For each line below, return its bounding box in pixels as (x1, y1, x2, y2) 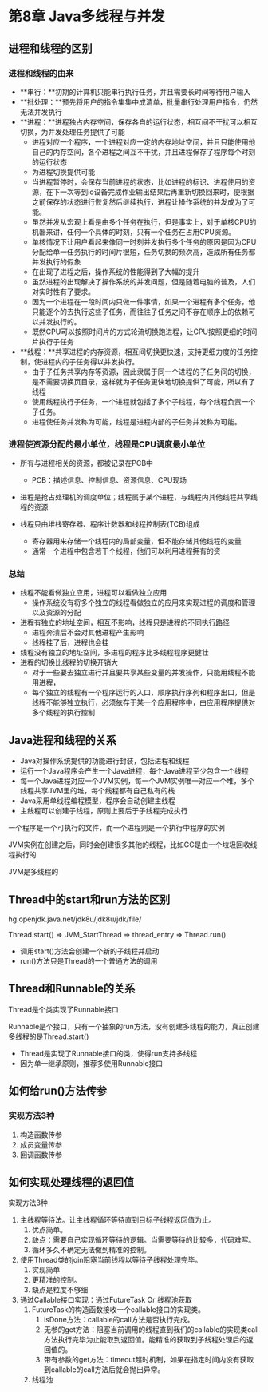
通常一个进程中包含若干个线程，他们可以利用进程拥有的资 (31, 547, 221, 556)
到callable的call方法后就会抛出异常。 (43, 1365, 165, 1374)
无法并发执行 (19, 107, 62, 117)
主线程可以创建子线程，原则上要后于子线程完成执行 (19, 806, 188, 816)
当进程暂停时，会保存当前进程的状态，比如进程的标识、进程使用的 (31, 177, 249, 186)
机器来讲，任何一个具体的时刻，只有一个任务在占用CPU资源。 (31, 227, 236, 237)
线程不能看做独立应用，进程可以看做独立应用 (19, 588, 167, 598)
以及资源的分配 (31, 608, 81, 618)
